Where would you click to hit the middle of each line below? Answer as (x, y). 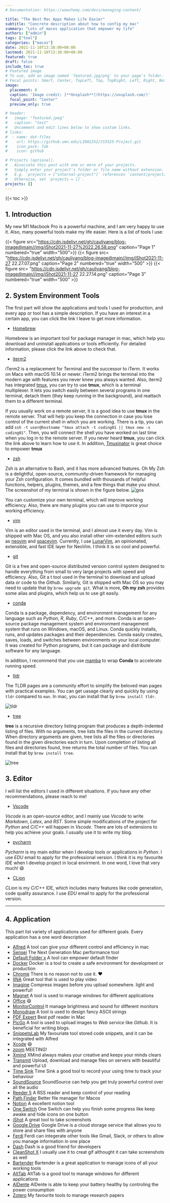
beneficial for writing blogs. (41, 1028)
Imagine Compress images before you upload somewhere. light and (83, 985)
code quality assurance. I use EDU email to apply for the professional (77, 893)
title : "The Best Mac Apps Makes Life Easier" (55, 19)
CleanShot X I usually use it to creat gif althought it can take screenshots (88, 1152)
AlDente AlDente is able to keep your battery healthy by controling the (86, 1184)
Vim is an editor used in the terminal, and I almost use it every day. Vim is (81, 530)
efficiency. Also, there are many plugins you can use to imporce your (77, 505)
